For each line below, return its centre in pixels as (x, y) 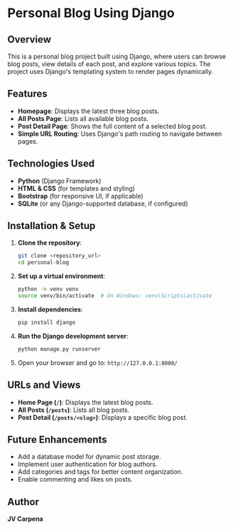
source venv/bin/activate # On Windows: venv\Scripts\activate (115, 296)
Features (27, 94)
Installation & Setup (52, 226)
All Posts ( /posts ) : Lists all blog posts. (74, 410)
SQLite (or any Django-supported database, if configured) (103, 203)
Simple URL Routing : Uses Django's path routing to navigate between (120, 134)
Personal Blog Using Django (91, 13)
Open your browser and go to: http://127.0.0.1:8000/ (97, 362)
